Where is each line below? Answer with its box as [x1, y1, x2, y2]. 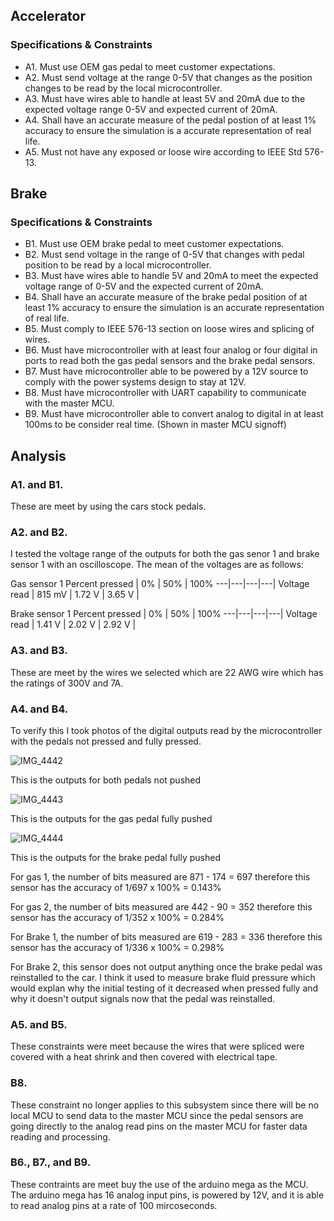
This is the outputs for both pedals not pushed [10, 774, 202, 786]
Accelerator [10, 8, 86, 25]
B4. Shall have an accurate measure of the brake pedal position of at [24, 291, 308, 303]
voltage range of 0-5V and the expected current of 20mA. [24, 280, 264, 293]
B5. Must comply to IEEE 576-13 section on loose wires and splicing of [24, 323, 315, 335]
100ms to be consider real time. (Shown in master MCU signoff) [24, 419, 287, 431]
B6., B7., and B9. [10, 1155, 92, 1169]
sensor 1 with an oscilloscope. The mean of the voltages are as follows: [10, 559, 304, 571]
